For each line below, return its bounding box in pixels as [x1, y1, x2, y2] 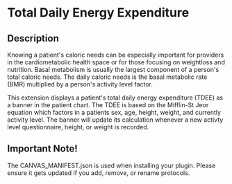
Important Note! [7, 143, 78, 155]
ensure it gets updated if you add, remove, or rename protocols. [7, 168, 190, 177]
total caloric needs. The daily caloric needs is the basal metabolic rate [7, 73, 208, 81]
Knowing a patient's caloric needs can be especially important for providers [7, 50, 224, 59]
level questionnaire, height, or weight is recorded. [7, 123, 149, 131]
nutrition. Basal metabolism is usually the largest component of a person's [7, 66, 219, 73]
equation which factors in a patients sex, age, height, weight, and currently [7, 109, 221, 116]
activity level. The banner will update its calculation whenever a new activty [7, 116, 224, 124]
